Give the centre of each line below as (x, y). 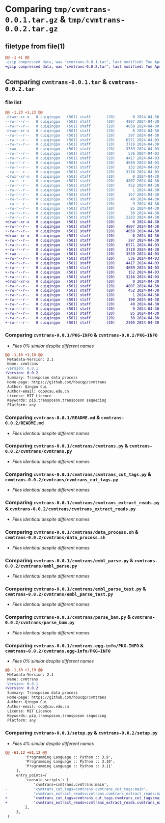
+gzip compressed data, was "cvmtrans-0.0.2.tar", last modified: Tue (79, 67)
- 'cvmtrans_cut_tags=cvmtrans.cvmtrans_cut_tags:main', (77, 789)
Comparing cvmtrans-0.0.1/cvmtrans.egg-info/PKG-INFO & (74, 645)
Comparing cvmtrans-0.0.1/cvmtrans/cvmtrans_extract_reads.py (82, 503)
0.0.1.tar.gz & (36, 19)
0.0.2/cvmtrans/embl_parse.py (41, 566)
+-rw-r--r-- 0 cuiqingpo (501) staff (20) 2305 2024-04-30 (82, 323)
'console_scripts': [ (47, 780)
